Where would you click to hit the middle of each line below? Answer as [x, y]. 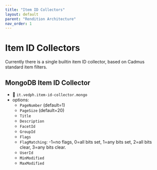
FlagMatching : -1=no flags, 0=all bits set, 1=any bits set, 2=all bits [86, 142]
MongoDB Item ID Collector [48, 83]
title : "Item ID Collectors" [35, 10]
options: [20, 100]
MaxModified [32, 164]
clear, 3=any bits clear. [43, 147]
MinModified [32, 158]
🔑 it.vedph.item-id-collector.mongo [50, 94]
